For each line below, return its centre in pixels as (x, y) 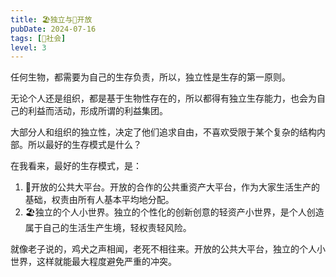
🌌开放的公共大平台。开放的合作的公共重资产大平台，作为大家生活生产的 (172, 187)
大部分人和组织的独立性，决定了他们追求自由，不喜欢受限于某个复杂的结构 (163, 132)
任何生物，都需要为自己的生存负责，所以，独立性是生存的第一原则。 (150, 77)
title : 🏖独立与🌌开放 (51, 19)
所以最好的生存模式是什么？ (84, 145)
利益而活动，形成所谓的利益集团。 (97, 111)
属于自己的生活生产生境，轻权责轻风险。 (108, 228)
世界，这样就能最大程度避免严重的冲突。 (93, 262)
